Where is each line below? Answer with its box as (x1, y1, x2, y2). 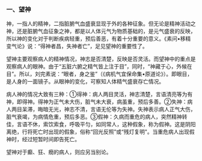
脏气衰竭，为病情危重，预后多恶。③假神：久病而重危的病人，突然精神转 (6, 113, 188, 121)
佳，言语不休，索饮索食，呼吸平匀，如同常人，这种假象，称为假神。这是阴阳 (6, 121, 196, 128)
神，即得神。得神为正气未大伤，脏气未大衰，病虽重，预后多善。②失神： (6, 98, 188, 106)
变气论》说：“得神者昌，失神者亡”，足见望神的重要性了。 (6, 43, 148, 50)
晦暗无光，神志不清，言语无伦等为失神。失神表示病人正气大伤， (37, 106, 196, 113)
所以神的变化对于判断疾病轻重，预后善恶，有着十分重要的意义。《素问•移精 (6, 35, 191, 43)
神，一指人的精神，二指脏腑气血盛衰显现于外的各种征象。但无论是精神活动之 (6, 20, 196, 28)
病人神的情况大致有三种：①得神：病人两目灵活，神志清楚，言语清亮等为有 (6, 91, 193, 98)
